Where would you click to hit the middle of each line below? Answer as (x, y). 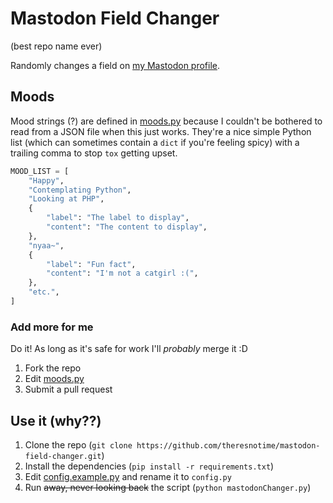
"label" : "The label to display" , (118, 218)
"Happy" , (46, 180)
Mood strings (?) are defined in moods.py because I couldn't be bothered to (166, 121)
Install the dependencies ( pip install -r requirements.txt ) (149, 466)
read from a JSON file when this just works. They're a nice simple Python (161, 131)
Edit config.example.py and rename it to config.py (128, 476)
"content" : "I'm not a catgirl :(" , (122, 273)
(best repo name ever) (56, 46)
